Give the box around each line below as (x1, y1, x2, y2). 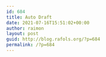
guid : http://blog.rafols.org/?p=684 (6, 36, 101, 42)
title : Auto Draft (6, 14, 52, 20)
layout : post (6, 31, 39, 37)
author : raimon (6, 25, 44, 31)
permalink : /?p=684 (6, 42, 55, 48)
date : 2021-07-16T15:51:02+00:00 (6, 20, 90, 26)
